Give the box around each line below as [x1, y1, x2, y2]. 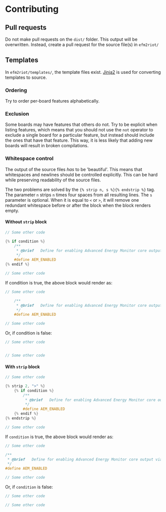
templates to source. [5, 74, 47, 80]
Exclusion [5, 111, 30, 117]
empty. [5, 207, 20, 214]
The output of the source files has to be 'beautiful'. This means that [5, 166, 142, 172]
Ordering [5, 87, 27, 94]
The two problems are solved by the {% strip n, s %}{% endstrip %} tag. [5, 186, 155, 192]
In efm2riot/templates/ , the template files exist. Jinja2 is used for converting [5, 69, 161, 75]
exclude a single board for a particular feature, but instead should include [5, 132, 155, 138]
